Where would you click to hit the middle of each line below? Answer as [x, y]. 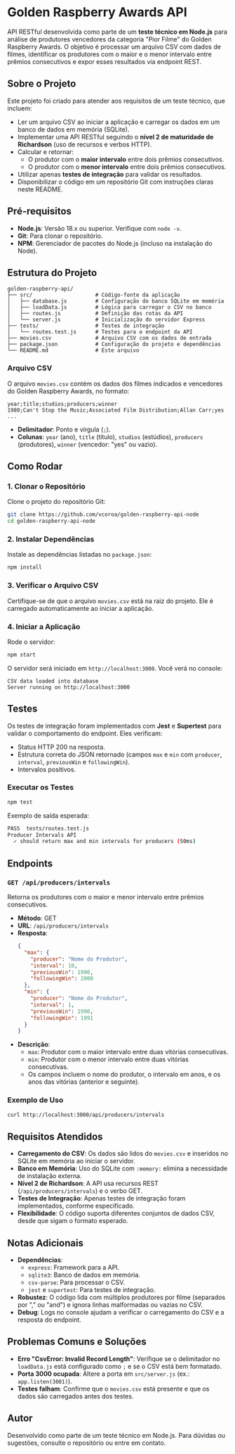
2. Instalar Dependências [51, 539]
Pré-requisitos [40, 211]
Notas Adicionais [46, 1243]
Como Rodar [35, 466]
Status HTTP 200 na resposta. [61, 747]
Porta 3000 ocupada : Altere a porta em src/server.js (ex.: [103, 1374]
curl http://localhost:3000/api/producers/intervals [86, 1115]
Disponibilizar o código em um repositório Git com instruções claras [115, 182]
